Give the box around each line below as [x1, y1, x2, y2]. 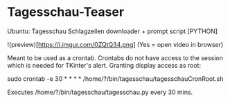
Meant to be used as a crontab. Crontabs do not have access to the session [7, 53, 224, 62]
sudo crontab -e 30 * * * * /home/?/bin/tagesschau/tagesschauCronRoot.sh [7, 74, 224, 83]
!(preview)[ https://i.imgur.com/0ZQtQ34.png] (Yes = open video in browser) [7, 40, 224, 48]
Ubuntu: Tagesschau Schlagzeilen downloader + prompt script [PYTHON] [7, 27, 218, 35]
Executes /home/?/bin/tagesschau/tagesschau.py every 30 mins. [7, 88, 193, 96]
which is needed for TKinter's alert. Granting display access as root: [7, 61, 202, 69]
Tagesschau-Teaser [7, 4, 125, 20]
